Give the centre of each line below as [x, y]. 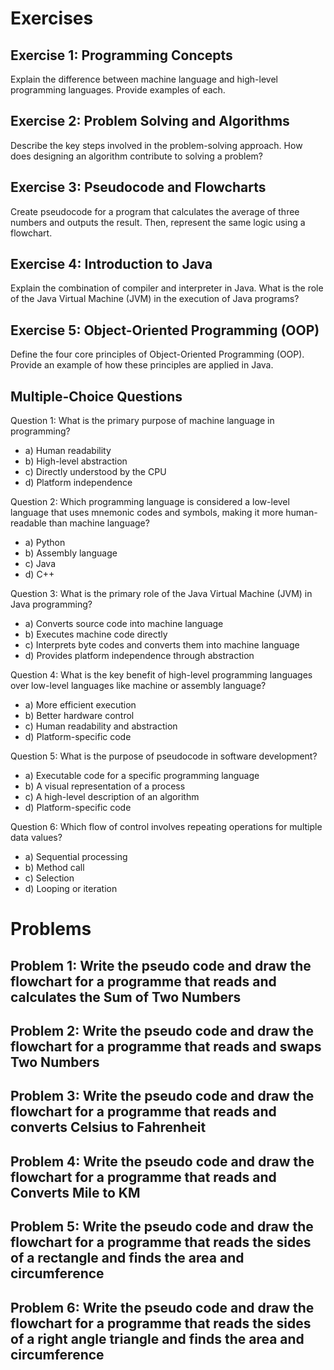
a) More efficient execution [80, 705]
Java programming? [51, 604]
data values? [36, 838]
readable [28, 523]
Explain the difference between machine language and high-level [144, 79]
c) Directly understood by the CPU [95, 472]
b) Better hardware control [79, 716]
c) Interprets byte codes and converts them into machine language [162, 645]
